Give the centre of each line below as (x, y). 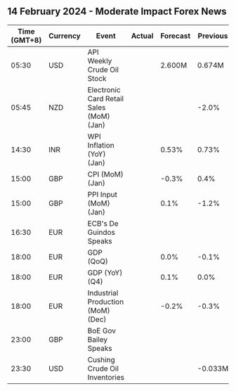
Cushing (101, 359)
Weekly (100, 60)
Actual (142, 36)
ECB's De (103, 223)
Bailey (97, 339)
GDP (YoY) (105, 272)
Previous (213, 36)
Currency (64, 36)
